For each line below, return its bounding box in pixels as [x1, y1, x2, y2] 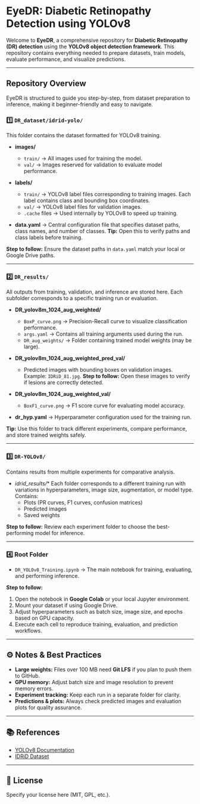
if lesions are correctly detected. [23, 379, 104, 386]
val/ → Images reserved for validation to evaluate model [23, 161, 162, 168]
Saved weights [23, 511, 60, 518]
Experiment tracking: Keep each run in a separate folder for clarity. [14, 691, 181, 698]
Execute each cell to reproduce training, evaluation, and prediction [14, 620, 178, 627]
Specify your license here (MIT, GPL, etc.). [6, 791, 110, 799]
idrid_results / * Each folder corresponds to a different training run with [14, 480, 186, 487]
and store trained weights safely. [6, 431, 86, 439]
